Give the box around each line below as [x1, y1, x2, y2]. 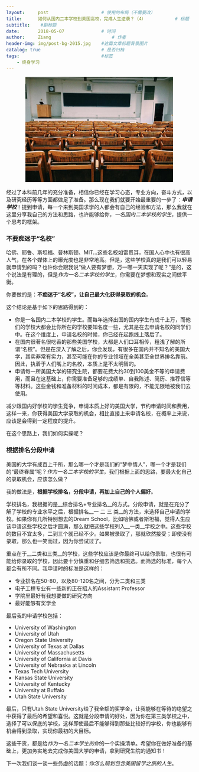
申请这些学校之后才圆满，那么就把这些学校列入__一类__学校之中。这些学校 [11, 523, 192, 530]
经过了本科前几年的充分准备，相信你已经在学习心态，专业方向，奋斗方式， [6, 189, 187, 196]
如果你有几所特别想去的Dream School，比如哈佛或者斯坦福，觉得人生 [16, 515, 185, 522]
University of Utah [14, 630, 60, 637]
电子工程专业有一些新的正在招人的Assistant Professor [14, 585, 146, 592]
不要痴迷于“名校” [6, 234, 56, 243]
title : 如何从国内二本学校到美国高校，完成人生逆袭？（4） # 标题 [6, 15, 190, 22]
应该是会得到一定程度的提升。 [6, 417, 79, 425]
